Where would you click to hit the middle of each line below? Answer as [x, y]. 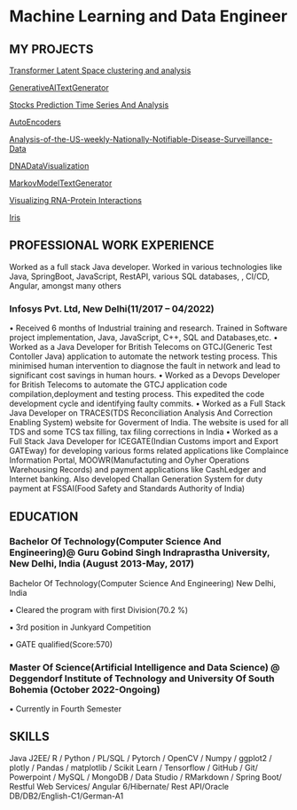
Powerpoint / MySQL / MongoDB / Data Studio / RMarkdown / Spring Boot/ [145, 777]
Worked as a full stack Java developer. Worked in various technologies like [146, 266]
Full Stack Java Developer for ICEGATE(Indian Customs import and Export [144, 441]
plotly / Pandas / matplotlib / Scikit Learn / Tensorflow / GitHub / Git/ [134, 767]
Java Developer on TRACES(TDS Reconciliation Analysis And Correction [141, 413]
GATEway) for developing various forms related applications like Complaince [149, 451]
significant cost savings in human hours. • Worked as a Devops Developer [145, 376]
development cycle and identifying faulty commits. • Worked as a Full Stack [148, 404]
